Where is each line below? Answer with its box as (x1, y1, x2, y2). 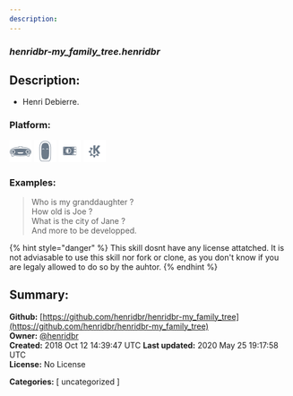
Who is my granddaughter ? (30, 196, 134, 207)
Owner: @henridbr (9, 330, 79, 340)
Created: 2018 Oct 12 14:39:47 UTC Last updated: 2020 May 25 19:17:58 (9, 340, 280, 350)
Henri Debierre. (22, 97, 80, 108)
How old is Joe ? (30, 206, 93, 217)
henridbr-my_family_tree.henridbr (9, 45, 161, 57)
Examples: (9, 176, 56, 188)
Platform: (9, 119, 51, 132)
